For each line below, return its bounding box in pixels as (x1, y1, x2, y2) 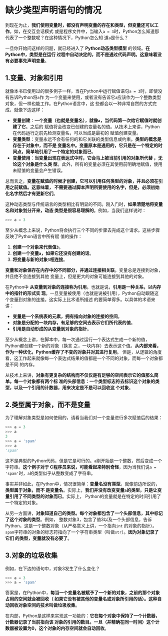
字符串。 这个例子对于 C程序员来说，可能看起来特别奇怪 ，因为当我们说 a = (5, 463, 156, 470)
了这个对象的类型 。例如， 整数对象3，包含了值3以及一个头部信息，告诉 (5, 516, 152, 522)
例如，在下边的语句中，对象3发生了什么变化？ (5, 565, 100, 571)
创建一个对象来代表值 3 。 (12, 243, 63, 250)
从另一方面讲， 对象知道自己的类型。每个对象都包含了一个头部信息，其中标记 (5, 510, 163, 516)
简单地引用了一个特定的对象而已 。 (25, 148, 96, 154)
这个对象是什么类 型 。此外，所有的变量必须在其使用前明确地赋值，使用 (16, 161, 163, 167)
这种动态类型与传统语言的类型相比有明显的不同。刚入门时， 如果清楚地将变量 (5, 201, 163, 207)
